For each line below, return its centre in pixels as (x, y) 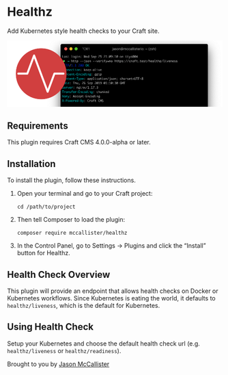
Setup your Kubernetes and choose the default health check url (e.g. (103, 344)
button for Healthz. (43, 253)
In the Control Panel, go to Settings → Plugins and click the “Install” (111, 246)
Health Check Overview (59, 274)
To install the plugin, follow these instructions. (72, 180)
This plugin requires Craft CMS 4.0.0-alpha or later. (79, 142)
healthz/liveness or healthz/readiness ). (64, 350)
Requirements (38, 126)
